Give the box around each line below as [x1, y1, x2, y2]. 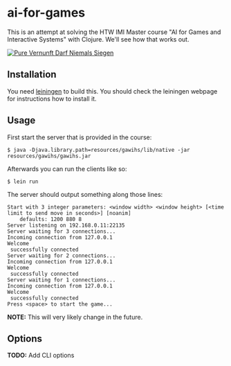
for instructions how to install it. [7, 94, 97, 103]
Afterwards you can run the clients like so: [7, 164, 127, 173]
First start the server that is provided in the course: [7, 133, 152, 141]
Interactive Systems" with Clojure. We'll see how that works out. [7, 35, 190, 43]
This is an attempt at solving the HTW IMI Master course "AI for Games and [7, 28, 221, 36]
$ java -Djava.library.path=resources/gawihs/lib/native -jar [7, 146, 190, 153]
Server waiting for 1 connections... [7, 276, 116, 284]
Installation [7, 69, 57, 80]
